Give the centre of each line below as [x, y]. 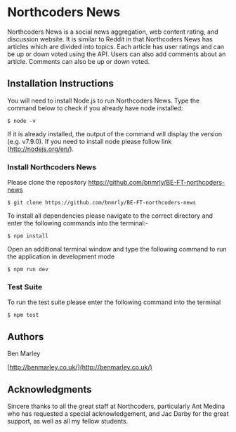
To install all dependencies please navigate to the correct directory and [110, 216]
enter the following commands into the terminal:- [78, 223]
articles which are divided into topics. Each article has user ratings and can [116, 46]
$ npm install [28, 236]
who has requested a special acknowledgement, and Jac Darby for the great [118, 413]
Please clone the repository [47, 183]
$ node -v [22, 121]
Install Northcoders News [52, 167]
